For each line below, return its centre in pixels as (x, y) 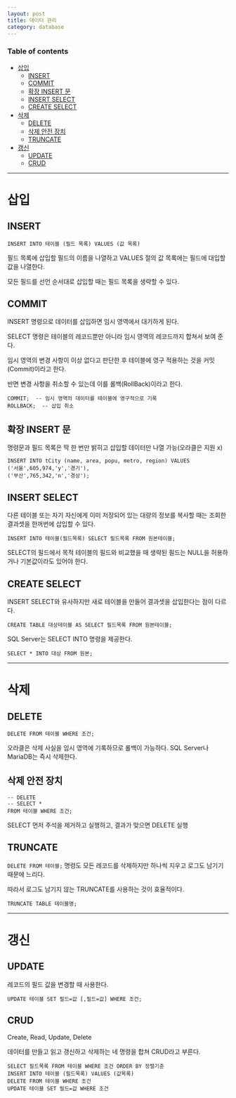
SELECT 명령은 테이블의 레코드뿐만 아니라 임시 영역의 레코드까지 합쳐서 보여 (112, 336)
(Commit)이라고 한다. (37, 369)
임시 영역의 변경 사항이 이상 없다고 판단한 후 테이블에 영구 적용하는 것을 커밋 (111, 360)
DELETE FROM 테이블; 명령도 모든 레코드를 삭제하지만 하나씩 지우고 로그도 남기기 (116, 865)
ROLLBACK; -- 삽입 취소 (41, 406)
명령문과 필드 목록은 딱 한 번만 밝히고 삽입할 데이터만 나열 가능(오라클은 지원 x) (115, 447)
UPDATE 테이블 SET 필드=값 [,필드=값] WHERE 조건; (75, 999)
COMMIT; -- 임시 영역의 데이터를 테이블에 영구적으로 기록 (82, 399)
